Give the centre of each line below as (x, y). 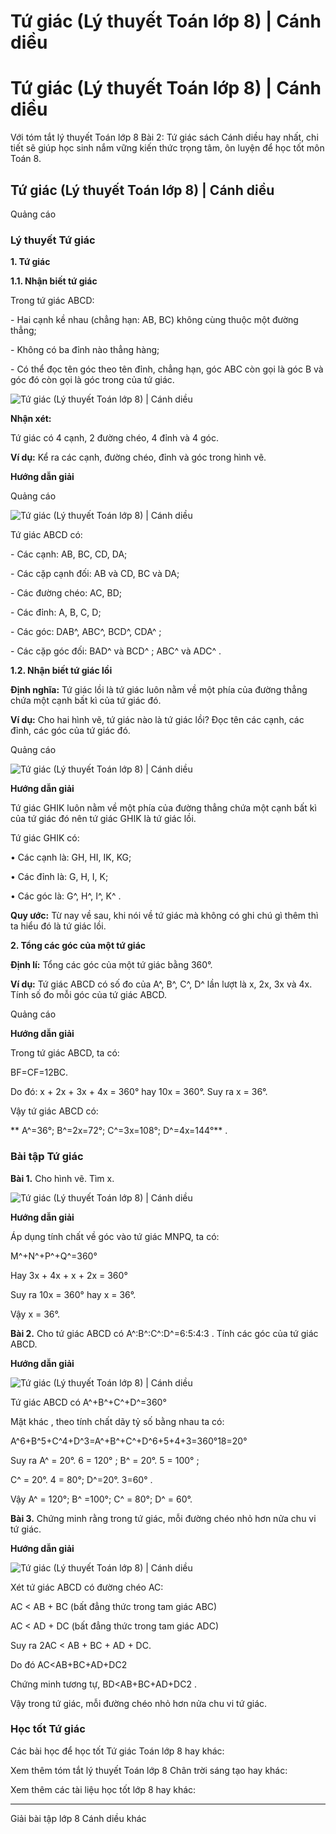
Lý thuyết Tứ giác (53, 240)
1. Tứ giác (30, 262)
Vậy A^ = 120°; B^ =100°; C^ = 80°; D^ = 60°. (101, 1499)
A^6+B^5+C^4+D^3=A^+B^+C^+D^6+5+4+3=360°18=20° (129, 1441)
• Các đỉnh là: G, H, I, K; (59, 877)
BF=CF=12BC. (39, 1072)
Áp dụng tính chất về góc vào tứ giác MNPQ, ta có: (115, 1236)
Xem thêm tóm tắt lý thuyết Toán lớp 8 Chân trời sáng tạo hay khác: (149, 1770)
